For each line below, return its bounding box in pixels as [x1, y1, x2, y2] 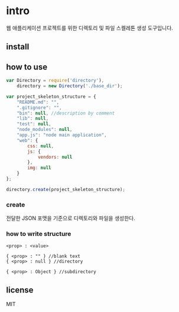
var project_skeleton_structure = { [6, 93, 96, 100]
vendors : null [37, 154, 73, 160]
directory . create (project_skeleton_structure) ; [6, 186, 126, 192]
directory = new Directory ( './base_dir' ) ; [17, 83, 123, 89]
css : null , [27, 143, 54, 149]
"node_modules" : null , [17, 127, 73, 133]
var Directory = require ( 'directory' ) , [6, 78, 105, 84]
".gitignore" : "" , [17, 104, 62, 110]
